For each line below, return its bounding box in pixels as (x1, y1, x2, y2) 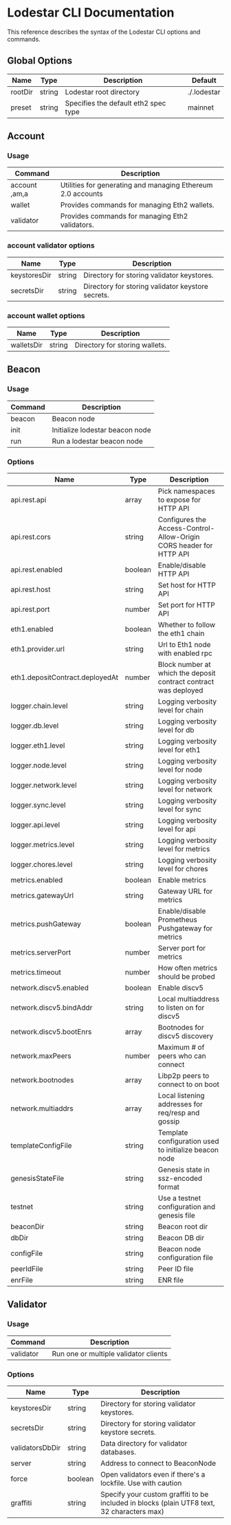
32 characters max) (100, 1507, 165, 1516)
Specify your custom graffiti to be (100, 1490, 209, 1499)
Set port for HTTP (157, 600, 215, 610)
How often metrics (157, 964, 218, 973)
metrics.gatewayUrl (10, 891, 74, 901)
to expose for (157, 495, 201, 505)
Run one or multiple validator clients (52, 1348, 168, 1358)
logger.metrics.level (10, 840, 75, 850)
